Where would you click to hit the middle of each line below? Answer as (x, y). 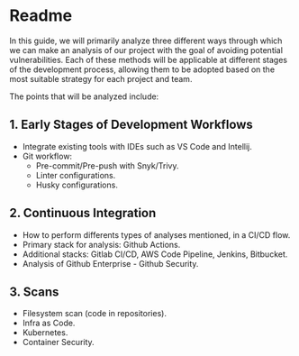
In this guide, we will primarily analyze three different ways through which (146, 41)
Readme (41, 16)
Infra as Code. (49, 323)
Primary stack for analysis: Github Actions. (101, 244)
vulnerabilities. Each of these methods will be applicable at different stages (149, 59)
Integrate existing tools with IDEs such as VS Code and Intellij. (137, 146)
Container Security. (58, 342)
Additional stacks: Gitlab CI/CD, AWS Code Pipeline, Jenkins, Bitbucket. (155, 254)
